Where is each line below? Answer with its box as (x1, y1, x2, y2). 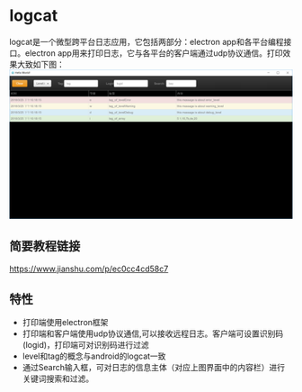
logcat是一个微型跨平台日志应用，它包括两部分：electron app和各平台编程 (9, 36, 284, 47)
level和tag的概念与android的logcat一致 (22, 351, 166, 361)
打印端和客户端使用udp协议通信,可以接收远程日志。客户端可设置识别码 (22, 328, 284, 339)
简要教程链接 (9, 239, 81, 254)
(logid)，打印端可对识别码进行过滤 (22, 340, 150, 351)
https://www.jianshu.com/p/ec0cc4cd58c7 (9, 263, 169, 274)
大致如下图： (16, 59, 65, 69)
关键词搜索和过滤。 (22, 373, 94, 384)
